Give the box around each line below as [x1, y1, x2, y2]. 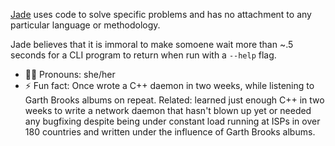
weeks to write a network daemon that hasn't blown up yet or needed [24, 105, 312, 116]
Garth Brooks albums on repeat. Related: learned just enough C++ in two [24, 94, 325, 106]
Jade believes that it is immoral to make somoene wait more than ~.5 [10, 39, 294, 50]
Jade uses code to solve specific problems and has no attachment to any [10, 9, 312, 20]
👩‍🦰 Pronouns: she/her [24, 69, 116, 80]
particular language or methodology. [10, 19, 161, 31]
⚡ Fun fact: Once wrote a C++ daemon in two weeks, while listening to [24, 80, 315, 91]
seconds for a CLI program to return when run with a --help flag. [10, 49, 277, 61]
